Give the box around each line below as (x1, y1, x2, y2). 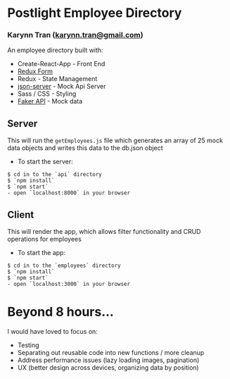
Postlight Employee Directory (7, 5, 182, 21)
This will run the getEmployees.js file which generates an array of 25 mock (7, 136, 224, 145)
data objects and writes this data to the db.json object (7, 144, 163, 152)
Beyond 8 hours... (7, 304, 114, 320)
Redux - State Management (17, 75, 98, 83)
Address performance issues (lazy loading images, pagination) (17, 356, 200, 364)
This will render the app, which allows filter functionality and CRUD (7, 228, 201, 236)
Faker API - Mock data (17, 97, 83, 106)
